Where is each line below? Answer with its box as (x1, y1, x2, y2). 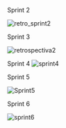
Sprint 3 (7, 33, 30, 41)
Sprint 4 (7, 60, 31, 68)
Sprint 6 (7, 100, 30, 108)
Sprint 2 (7, 6, 30, 14)
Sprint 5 (7, 73, 30, 81)
